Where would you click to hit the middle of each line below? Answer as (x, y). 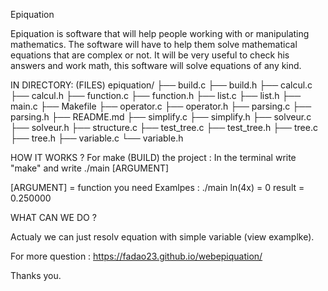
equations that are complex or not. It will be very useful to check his (150, 55)
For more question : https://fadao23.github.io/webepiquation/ (136, 256)
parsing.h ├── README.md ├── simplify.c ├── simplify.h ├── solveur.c (161, 117)
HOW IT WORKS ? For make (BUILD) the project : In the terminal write (153, 157)
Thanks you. (36, 275)
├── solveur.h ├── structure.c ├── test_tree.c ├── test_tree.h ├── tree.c (164, 127)
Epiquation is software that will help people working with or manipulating (160, 33)
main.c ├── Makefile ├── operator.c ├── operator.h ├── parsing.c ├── (161, 106)
